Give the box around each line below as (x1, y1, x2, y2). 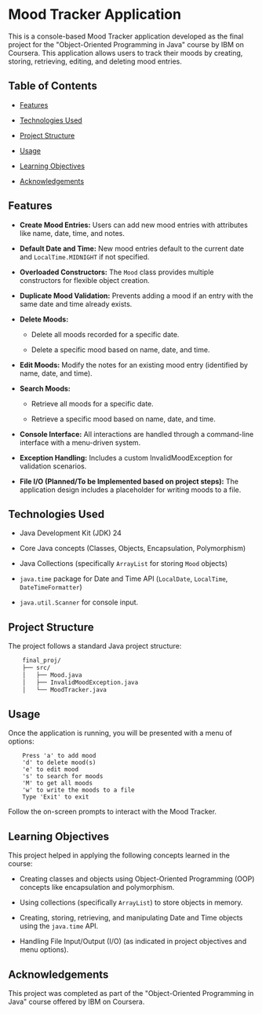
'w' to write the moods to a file (22, 786, 135, 795)
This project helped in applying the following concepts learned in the (8, 851, 230, 860)
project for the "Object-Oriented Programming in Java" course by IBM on (8, 39, 245, 49)
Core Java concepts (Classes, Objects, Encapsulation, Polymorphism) (19, 544, 246, 553)
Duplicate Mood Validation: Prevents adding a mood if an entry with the (19, 291, 253, 300)
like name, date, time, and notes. (19, 228, 126, 237)
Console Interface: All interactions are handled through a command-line (19, 429, 254, 439)
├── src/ (22, 664, 51, 672)
